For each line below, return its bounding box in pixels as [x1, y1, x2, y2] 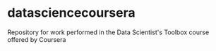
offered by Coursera [7, 35, 66, 43]
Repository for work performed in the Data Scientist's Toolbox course [7, 28, 210, 36]
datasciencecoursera [7, 5, 136, 21]
